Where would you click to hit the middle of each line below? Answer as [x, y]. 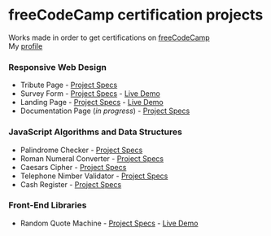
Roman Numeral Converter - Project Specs [92, 158]
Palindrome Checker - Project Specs [81, 150]
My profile [26, 46]
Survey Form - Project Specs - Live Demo [90, 94]
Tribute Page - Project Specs [69, 85]
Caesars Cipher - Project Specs [73, 167]
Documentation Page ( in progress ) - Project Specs [105, 111]
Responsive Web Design [58, 67]
